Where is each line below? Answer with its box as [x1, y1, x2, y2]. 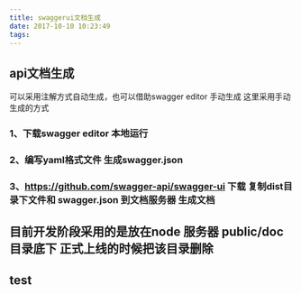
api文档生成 [9, 65, 75, 81]
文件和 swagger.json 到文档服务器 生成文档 [27, 193, 215, 206]
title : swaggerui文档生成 [9, 13, 102, 23]
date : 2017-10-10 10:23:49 [9, 22, 111, 31]
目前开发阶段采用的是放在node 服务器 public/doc [9, 225, 284, 240]
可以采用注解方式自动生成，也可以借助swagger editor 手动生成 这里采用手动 [9, 91, 291, 102]
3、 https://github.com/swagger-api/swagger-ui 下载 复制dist [9, 179, 284, 192]
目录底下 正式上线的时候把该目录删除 [9, 241, 214, 257]
